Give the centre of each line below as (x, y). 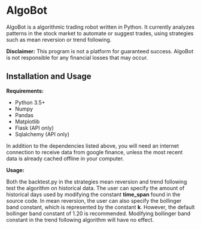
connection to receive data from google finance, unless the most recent (95, 152)
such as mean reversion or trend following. (59, 39)
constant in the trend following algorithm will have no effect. (80, 219)
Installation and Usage (49, 76)
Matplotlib (27, 121)
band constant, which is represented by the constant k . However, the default (100, 207)
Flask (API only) (34, 128)
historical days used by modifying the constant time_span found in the (93, 194)
